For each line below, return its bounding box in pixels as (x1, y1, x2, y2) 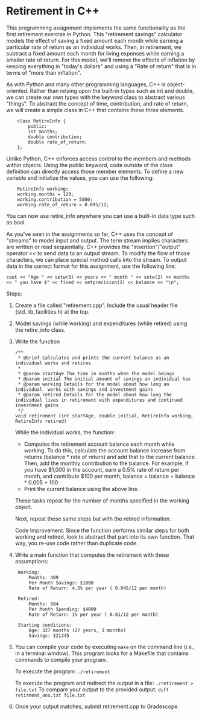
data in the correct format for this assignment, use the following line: (6, 262, 177, 270)
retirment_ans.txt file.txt (14, 692, 86, 698)
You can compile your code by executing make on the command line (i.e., (14, 643, 195, 650)
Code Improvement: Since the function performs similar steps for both (14, 527, 190, 534)
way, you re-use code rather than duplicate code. (14, 539, 139, 547)
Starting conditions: (17, 622, 72, 628)
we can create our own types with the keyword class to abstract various (6, 93, 185, 101)
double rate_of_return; (28, 139, 87, 145)
